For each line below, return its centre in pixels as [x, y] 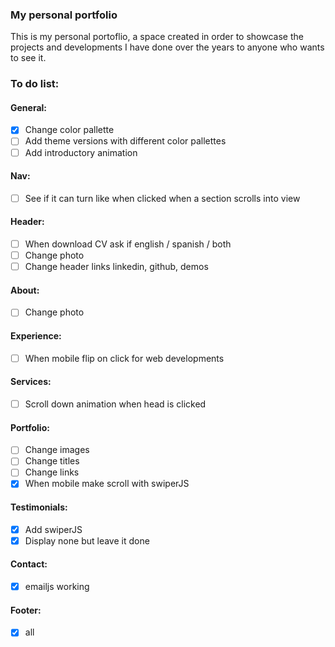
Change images [57, 450]
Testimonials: [39, 507]
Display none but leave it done [87, 540]
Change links [52, 472]
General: [29, 107]
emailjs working [57, 587]
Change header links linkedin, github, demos [116, 267]
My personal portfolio [64, 15]
